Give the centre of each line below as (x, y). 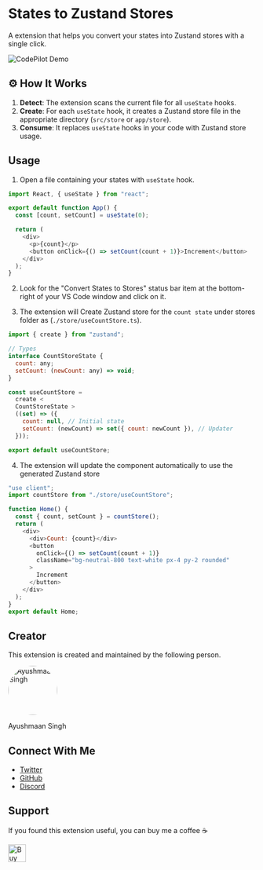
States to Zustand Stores (91, 14)
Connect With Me (52, 751)
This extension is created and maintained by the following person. (115, 655)
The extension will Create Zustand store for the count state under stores (137, 312)
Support (29, 811)
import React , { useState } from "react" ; (79, 194)
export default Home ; (44, 612)
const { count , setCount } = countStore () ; (87, 517)
